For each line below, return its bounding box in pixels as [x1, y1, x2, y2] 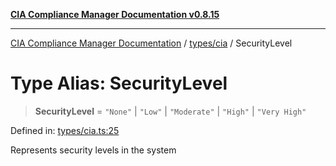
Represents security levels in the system [10, 144, 177, 156]
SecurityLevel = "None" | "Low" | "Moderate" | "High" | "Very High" [34, 105, 307, 117]
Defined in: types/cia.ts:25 [10, 124, 120, 136]
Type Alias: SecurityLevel [10, 72, 228, 95]
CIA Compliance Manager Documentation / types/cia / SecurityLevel [10, 37, 293, 49]
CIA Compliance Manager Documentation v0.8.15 [10, 9, 220, 20]
